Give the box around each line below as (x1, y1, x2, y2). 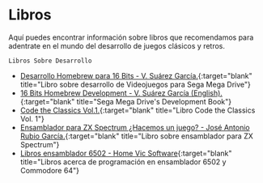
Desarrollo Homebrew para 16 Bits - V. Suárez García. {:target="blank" (19, 70, 252, 80)
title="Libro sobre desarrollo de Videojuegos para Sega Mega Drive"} (19, 79, 251, 89)
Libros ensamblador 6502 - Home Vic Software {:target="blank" (19, 148, 232, 158)
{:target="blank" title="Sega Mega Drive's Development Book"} (19, 96, 232, 106)
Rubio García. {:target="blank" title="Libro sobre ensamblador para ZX (19, 131, 253, 141)
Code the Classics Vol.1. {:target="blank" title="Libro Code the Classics (19, 105, 256, 115)
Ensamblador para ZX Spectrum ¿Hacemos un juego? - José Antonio (19, 122, 251, 132)
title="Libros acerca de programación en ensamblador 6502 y (19, 156, 227, 167)
